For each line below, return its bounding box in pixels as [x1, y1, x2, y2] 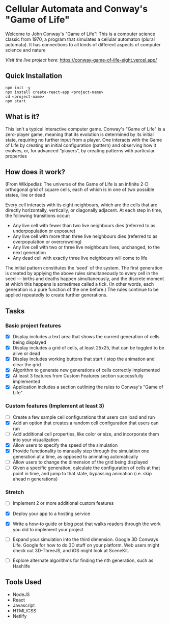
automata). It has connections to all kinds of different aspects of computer [5, 41, 161, 47]
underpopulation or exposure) [12, 228, 76, 234]
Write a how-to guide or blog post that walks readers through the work [12, 521, 161, 527]
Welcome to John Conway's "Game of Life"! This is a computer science [5, 31, 155, 37]
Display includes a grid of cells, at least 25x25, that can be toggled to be [12, 345, 164, 351]
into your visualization [12, 437, 59, 443]
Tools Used [5, 578, 42, 586]
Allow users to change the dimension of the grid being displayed [12, 459, 148, 465]
